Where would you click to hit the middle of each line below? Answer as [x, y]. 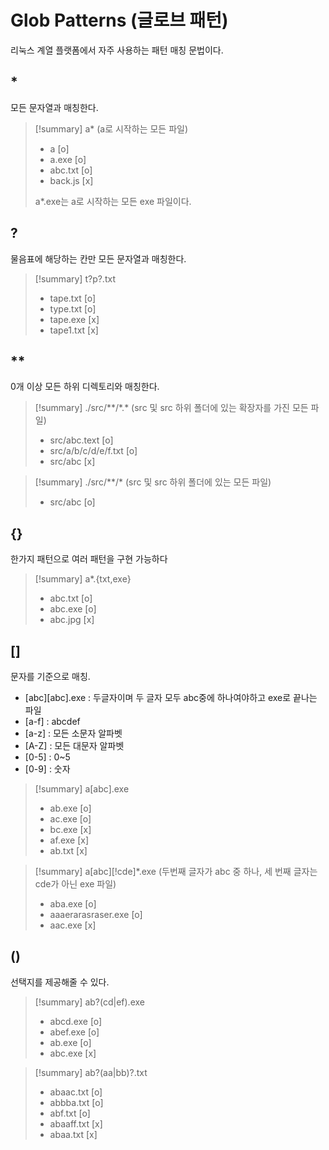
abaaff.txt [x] [76, 1123]
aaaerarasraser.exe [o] [96, 914]
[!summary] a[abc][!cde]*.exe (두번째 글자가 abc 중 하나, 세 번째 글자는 [176, 871]
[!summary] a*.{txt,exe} [83, 579]
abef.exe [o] [74, 1032]
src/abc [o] [72, 502]
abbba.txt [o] [76, 1102]
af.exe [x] [69, 840]
